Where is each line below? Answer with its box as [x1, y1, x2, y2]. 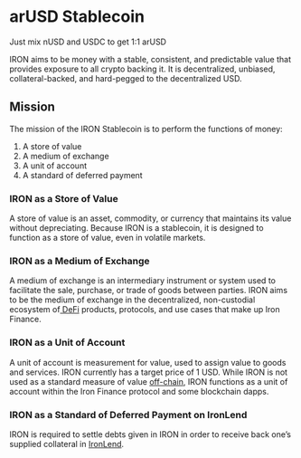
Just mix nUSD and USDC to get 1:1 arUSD [9, 36, 167, 47]
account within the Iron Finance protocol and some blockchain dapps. [9, 386, 269, 396]
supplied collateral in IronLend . [9, 438, 125, 449]
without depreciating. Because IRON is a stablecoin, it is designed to [9, 223, 264, 234]
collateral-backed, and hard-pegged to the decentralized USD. [9, 72, 242, 83]
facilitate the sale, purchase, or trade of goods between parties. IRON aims [9, 285, 287, 296]
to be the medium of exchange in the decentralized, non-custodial [9, 294, 256, 305]
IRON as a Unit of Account [9, 337, 126, 349]
